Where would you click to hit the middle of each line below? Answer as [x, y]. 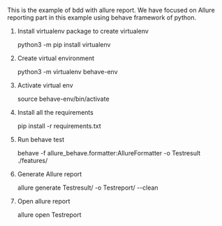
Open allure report [44, 201]
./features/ [32, 161]
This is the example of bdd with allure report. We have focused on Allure [111, 10]
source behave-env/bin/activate [63, 99]
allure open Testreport [49, 215]
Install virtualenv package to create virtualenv [83, 31]
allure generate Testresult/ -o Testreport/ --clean [88, 188]
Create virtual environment [56, 58]
